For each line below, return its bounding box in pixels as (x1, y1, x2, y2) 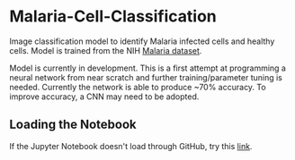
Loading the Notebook (9, 117, 137, 132)
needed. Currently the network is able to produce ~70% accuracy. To (9, 81, 267, 92)
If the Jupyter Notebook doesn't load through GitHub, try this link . (9, 140, 253, 151)
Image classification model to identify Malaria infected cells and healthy (9, 36, 275, 46)
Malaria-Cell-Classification (9, 6, 218, 27)
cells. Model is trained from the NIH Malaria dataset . (9, 45, 202, 55)
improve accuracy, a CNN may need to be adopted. (9, 91, 200, 102)
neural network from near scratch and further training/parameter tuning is (9, 72, 283, 82)
